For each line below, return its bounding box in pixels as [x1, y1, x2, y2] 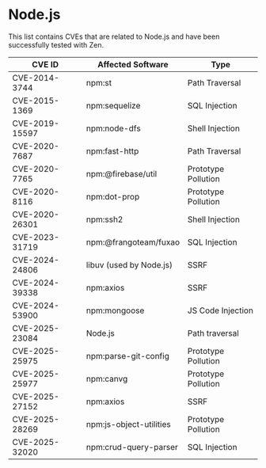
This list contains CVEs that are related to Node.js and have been [8, 32, 220, 41]
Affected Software [97, 59, 169, 70]
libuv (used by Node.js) [85, 259, 173, 270]
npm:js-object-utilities [85, 418, 172, 429]
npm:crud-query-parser [85, 441, 178, 452]
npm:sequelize [85, 100, 141, 111]
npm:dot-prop [85, 191, 140, 202]
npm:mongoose [85, 305, 145, 316]
